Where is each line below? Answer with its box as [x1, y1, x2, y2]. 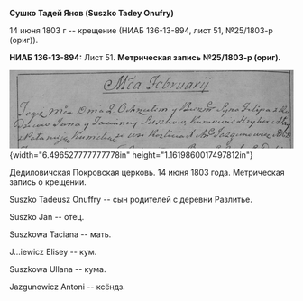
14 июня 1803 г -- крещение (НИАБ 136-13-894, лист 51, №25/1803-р [9, 25, 273, 35]
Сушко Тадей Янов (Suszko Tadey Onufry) [9, 8, 174, 18]
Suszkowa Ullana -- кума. [9, 264, 106, 275]
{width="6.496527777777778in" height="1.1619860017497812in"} [9, 150, 254, 160]
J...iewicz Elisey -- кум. [9, 247, 97, 258]
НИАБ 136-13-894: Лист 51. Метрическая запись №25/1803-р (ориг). [9, 52, 281, 62]
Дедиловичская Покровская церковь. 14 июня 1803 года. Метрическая [9, 167, 286, 178]
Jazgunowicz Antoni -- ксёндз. [9, 281, 126, 292]
